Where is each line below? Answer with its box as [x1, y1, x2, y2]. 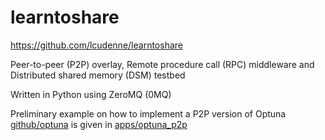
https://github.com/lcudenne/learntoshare [10, 39, 183, 51]
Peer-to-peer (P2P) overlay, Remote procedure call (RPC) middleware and [10, 58, 315, 70]
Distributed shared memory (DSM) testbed [10, 69, 186, 81]
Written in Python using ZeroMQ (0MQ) [10, 88, 172, 100]
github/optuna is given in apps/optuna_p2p [10, 118, 188, 130]
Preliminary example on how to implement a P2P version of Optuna [10, 107, 287, 120]
